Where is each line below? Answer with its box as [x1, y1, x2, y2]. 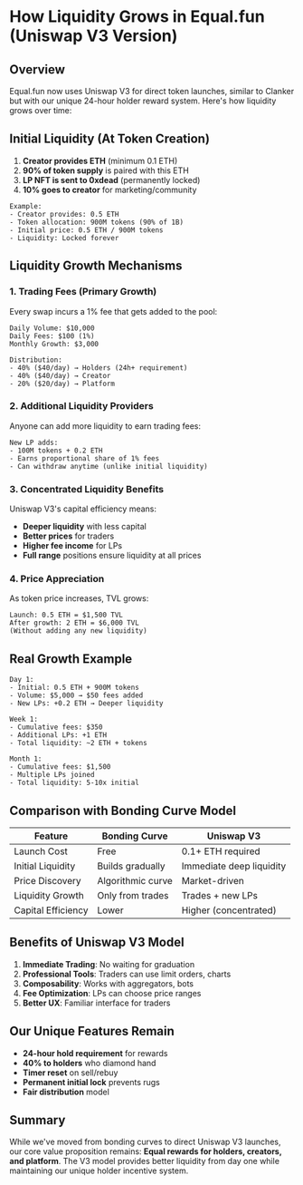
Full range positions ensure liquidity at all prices [22, 550, 202, 561]
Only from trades [97, 889, 169, 902]
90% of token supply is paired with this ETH [22, 165, 190, 176]
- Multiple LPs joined [9, 771, 95, 780]
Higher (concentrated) [181, 904, 278, 917]
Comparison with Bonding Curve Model [9, 802, 237, 818]
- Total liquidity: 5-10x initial [9, 778, 140, 788]
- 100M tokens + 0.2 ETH [9, 446, 103, 455]
